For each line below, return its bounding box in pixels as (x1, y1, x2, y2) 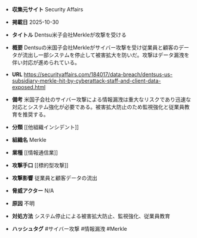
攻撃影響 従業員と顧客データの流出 (11, 175, 97, 181)
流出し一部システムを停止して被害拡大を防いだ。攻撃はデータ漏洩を (22, 51, 190, 59)
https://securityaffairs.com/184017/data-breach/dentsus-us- (23, 71, 173, 78)
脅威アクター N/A (11, 187, 54, 194)
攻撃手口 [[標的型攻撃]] (11, 161, 69, 169)
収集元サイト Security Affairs (11, 6, 84, 13)
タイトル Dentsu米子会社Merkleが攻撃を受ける (11, 31, 127, 38)
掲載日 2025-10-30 (11, 19, 59, 26)
